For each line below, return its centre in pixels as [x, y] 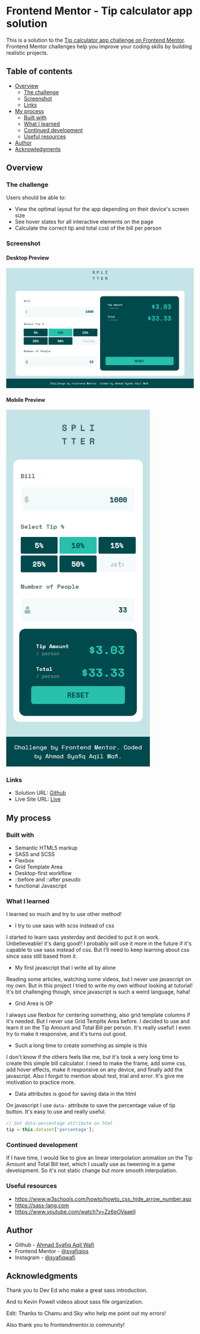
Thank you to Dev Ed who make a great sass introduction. [77, 1291]
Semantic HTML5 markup [46, 848]
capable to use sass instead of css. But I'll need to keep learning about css [98, 950]
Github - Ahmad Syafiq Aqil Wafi [54, 1245]
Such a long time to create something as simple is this [81, 1045]
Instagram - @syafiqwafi [45, 1257]
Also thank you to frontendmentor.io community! [65, 1325]
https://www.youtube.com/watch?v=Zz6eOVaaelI [75, 1211]
